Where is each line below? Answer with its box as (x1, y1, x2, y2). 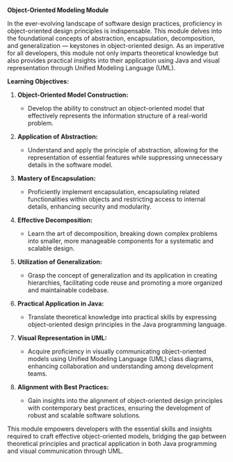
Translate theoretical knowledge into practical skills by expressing (27, 313, 217, 321)
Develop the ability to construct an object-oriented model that (27, 104, 205, 112)
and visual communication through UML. (7, 447, 124, 455)
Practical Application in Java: (17, 299, 104, 308)
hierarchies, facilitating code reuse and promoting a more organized (27, 278, 223, 287)
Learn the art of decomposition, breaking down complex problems (27, 230, 218, 237)
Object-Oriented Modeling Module (7, 6, 109, 14)
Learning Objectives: (7, 77, 70, 86)
